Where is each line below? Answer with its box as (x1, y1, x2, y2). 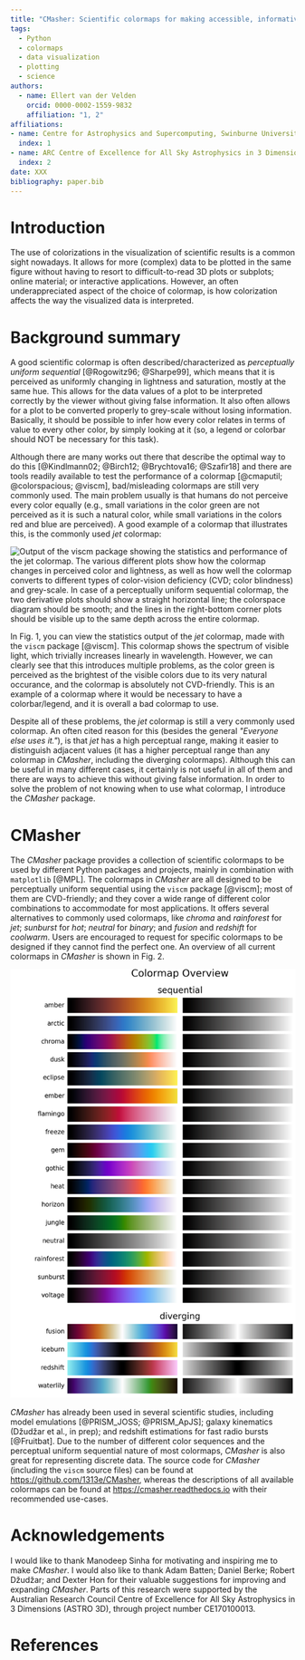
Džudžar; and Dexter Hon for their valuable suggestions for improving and (10, 1574, 287, 1585)
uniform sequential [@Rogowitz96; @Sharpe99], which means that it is (10, 367, 275, 378)
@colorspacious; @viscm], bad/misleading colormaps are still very (10, 480, 260, 491)
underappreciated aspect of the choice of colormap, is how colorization (10, 285, 278, 296)
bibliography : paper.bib (10, 177, 104, 186)
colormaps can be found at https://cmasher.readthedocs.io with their (10, 1484, 268, 1495)
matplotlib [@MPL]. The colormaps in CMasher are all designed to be (10, 874, 272, 885)
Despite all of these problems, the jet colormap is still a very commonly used (10, 716, 295, 727)
